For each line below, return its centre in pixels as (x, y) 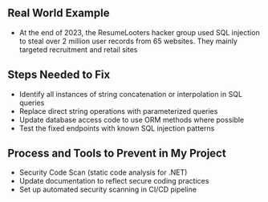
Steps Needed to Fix (59, 75)
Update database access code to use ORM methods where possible (132, 119)
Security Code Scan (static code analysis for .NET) (103, 172)
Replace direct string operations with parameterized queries (118, 111)
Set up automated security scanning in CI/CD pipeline (108, 190)
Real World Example (59, 13)
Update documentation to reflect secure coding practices (114, 181)
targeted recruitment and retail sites (78, 49)
